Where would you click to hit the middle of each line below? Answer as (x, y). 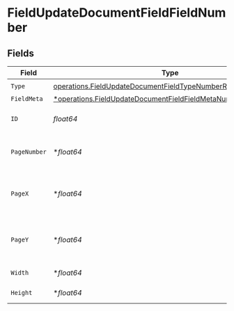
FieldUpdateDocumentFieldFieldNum (117, 13)
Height (22, 293)
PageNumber (29, 152)
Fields (21, 53)
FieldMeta (27, 99)
